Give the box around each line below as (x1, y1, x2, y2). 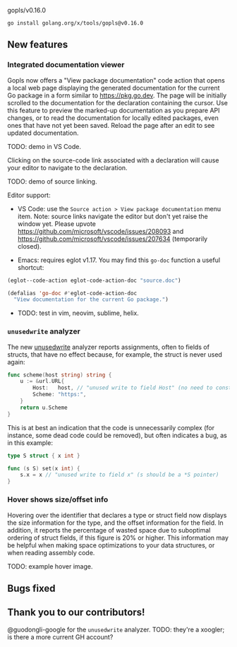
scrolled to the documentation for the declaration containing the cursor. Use (7, 98, 228, 107)
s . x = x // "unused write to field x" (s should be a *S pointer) (20, 471, 219, 479)
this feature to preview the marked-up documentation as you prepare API (7, 106, 220, 114)
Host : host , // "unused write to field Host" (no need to (32, 384, 213, 391)
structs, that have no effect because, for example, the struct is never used (7, 350, 222, 359)
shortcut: (17, 263, 44, 271)
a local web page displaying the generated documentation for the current (7, 83, 220, 92)
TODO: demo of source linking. (7, 177, 97, 186)
